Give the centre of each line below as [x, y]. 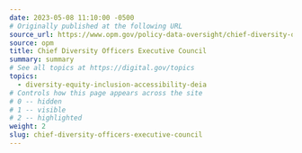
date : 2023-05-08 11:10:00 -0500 [72, 18]
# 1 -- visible [38, 110]
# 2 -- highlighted [46, 118]
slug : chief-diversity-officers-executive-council [106, 135]
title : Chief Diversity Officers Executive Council [108, 51]
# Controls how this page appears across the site [106, 93]
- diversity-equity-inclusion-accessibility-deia [112, 85]
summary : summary [42, 59]
